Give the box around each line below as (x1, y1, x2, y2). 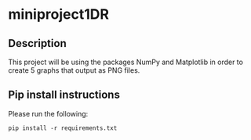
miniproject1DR (8, 5, 110, 23)
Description (8, 37, 67, 50)
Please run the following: (8, 109, 89, 118)
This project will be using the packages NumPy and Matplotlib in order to (8, 57, 243, 66)
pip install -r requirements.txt (8, 124, 118, 132)
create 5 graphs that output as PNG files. (8, 66, 140, 75)
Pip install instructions (8, 88, 120, 102)
